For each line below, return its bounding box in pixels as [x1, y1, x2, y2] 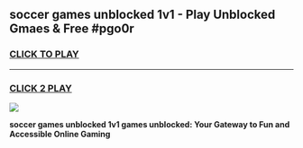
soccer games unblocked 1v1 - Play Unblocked [9, 7, 276, 22]
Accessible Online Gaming [9, 128, 111, 139]
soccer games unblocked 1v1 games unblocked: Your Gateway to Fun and [9, 118, 290, 129]
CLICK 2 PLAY [9, 82, 72, 94]
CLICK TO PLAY [9, 48, 79, 61]
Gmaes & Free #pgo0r [9, 22, 135, 37]
